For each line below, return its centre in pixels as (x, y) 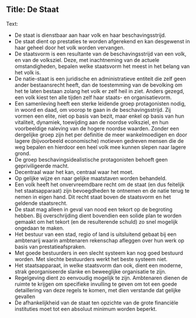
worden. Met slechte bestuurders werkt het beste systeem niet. (91, 259)
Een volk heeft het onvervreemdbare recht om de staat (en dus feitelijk (99, 184)
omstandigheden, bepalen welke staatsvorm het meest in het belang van (102, 66)
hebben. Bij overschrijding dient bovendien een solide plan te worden (98, 216)
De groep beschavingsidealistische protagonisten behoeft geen (91, 159)
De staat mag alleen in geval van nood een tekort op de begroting (93, 209)
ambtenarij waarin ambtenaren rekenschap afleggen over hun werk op (99, 240)
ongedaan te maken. (39, 228)
